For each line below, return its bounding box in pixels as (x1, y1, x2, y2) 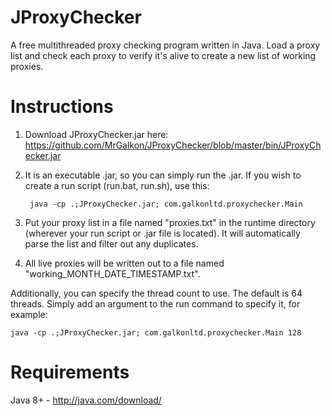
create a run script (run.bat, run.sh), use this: (24, 179, 210, 191)
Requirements (10, 361, 130, 384)
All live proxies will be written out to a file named (24, 257, 225, 269)
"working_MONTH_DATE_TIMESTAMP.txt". (24, 267, 201, 280)
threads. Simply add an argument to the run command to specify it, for (10, 297, 301, 310)
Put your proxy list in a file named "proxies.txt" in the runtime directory (24, 216, 316, 228)
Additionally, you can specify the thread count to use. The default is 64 (10, 287, 303, 299)
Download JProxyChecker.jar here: (24, 128, 169, 140)
